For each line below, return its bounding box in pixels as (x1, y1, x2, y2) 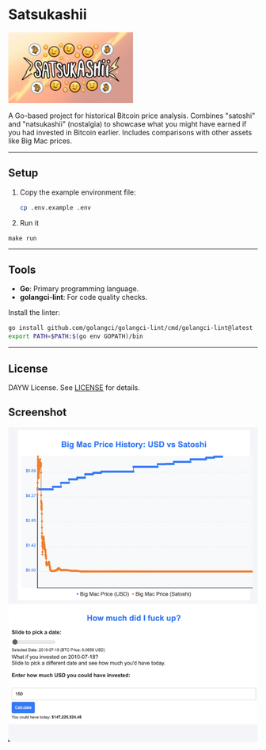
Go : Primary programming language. (19, 284, 139, 294)
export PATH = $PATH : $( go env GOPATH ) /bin (8, 332, 144, 341)
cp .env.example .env (19, 203, 91, 211)
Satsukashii (8, 6, 87, 24)
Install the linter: (8, 308, 61, 317)
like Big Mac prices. (8, 136, 73, 146)
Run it (19, 218, 40, 227)
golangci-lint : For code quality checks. (19, 293, 148, 302)
